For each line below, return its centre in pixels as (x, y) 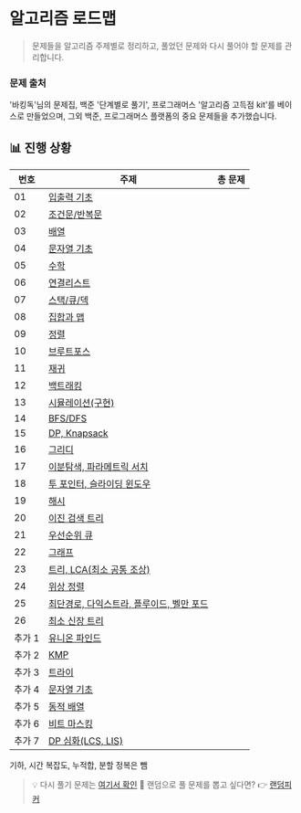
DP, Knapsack (78, 433)
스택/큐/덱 (69, 301)
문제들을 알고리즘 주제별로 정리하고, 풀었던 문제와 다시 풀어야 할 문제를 (157, 46)
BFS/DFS (68, 418)
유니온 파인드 (75, 639)
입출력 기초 (71, 197)
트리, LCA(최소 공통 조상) (99, 570)
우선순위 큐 (71, 535)
